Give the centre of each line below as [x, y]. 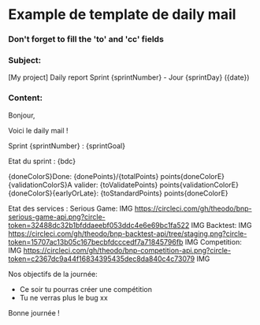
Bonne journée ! [34, 312]
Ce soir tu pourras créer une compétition [85, 289]
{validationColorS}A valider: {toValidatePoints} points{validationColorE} [123, 185]
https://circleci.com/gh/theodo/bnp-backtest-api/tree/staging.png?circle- [128, 233]
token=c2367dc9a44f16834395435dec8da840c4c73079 [102, 259]
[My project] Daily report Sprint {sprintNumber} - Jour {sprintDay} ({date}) [129, 77]
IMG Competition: [213, 241]
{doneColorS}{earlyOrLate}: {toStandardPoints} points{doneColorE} [118, 193]
